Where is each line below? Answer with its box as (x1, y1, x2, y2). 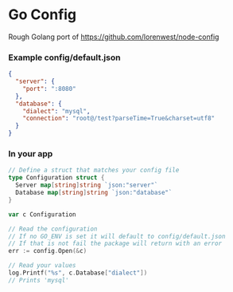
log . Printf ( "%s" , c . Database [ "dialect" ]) (8, 269, 148, 277)
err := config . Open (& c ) (8, 247, 87, 255)
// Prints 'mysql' (8, 276, 69, 284)
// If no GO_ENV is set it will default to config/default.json (8, 232, 226, 240)
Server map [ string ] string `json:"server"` (15, 181, 158, 189)
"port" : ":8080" (22, 85, 77, 93)
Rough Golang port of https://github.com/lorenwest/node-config (8, 32, 219, 41)
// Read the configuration (8, 225, 98, 233)
